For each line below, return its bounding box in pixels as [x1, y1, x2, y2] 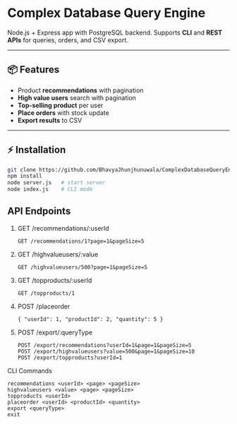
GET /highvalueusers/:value [17, 250, 99, 258]
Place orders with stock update [17, 108, 109, 117]
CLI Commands [7, 366, 53, 375]
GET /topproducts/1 [17, 289, 75, 297]
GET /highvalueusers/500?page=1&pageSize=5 [17, 263, 148, 271]
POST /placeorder [17, 302, 71, 310]
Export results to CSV [17, 116, 83, 124]
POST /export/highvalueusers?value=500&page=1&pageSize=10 [17, 348, 195, 355]
